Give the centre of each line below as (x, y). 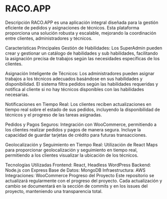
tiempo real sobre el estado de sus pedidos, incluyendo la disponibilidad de (83, 109)
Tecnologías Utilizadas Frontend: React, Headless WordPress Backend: (78, 165)
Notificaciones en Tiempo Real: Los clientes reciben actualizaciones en (78, 104)
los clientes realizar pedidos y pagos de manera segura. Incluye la (73, 129)
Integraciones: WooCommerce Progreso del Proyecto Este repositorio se (80, 175)
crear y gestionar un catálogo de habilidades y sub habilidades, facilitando (82, 53)
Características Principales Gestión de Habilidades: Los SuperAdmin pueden (84, 48)
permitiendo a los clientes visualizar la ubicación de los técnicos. (72, 155)
